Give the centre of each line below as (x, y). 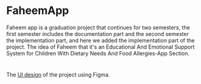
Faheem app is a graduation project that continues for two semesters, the (98, 27)
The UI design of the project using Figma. (58, 75)
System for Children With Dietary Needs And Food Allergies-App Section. (98, 53)
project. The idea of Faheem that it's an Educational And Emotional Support (101, 47)
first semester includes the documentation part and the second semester (98, 33)
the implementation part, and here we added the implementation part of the (101, 40)
